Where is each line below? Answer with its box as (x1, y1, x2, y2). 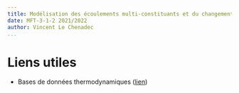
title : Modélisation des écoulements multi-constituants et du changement (7, 10, 234, 18)
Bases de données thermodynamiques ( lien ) (17, 77, 148, 86)
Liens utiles (7, 54, 77, 70)
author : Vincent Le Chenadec (7, 23, 94, 31)
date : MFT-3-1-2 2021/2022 (7, 17, 87, 24)
